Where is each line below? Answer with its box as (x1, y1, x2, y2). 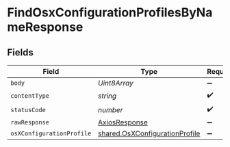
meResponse (7, 19, 84, 35)
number (98, 105, 123, 114)
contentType (10, 92, 50, 100)
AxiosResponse (98, 118, 149, 127)
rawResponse (10, 118, 50, 126)
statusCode (10, 106, 46, 113)
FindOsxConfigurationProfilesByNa (7, 5, 213, 21)
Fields (7, 46, 34, 58)
